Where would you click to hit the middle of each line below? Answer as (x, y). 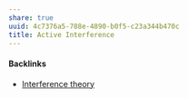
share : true (31, 18)
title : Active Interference (62, 34)
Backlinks (28, 64)
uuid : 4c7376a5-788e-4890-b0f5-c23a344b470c (94, 26)
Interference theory (58, 83)
